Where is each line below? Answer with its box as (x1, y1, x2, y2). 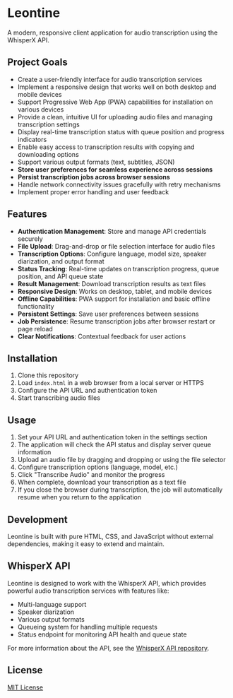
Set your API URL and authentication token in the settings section (17, 433, 208, 442)
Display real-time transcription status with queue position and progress (17, 127, 225, 136)
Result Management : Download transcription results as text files (17, 279, 206, 288)
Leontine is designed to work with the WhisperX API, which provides (7, 579, 207, 587)
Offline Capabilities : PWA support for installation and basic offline (17, 295, 210, 303)
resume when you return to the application (17, 493, 142, 502)
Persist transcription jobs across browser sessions (17, 172, 171, 181)
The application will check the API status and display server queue (17, 440, 212, 449)
